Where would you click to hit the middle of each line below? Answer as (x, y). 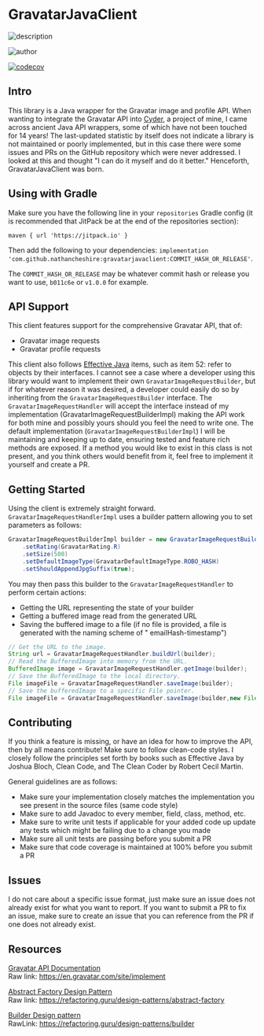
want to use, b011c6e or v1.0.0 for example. (79, 282)
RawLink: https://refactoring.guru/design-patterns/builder (101, 1023)
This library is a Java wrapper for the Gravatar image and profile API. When (130, 110)
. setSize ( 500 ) (45, 554)
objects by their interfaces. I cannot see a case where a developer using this (132, 373)
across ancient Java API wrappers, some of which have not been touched (128, 127)
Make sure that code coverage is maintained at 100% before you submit (136, 847)
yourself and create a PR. (49, 465)
